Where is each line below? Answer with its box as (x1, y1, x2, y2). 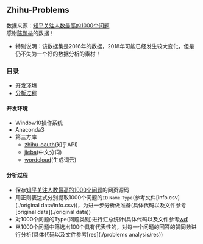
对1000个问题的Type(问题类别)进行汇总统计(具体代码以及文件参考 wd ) (15, 215, 189, 223)
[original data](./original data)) (15, 208, 91, 215)
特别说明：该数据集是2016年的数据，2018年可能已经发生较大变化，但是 (15, 42, 195, 49)
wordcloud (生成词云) (24, 156, 77, 163)
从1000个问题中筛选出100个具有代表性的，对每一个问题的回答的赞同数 (15, 223, 192, 231)
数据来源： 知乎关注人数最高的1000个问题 (6, 21, 110, 29)
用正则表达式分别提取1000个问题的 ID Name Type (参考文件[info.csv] (15, 193, 180, 201)
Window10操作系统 (15, 119, 63, 127)
